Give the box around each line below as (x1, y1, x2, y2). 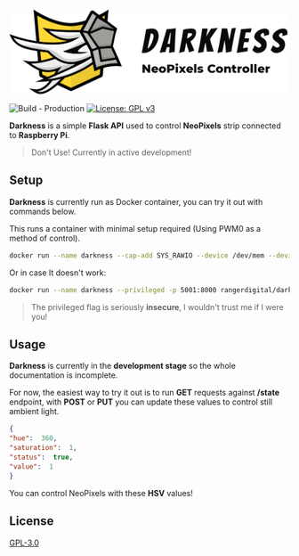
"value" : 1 (9, 462, 53, 471)
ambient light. (9, 406, 60, 417)
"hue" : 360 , (9, 434, 58, 443)
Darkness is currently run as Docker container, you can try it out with (9, 196, 263, 207)
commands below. (9, 206, 77, 217)
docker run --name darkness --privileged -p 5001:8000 (9, 285, 217, 294)
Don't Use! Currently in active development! (30, 147, 192, 158)
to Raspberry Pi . (9, 130, 70, 141)
